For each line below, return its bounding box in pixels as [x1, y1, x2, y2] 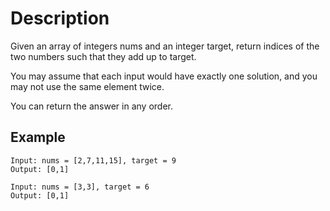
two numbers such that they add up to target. [10, 50, 197, 62]
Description [10, 7, 110, 30]
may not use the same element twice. [10, 80, 165, 92]
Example [10, 129, 66, 146]
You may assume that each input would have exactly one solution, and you [10, 70, 318, 82]
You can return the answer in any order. [10, 100, 173, 112]
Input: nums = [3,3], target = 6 [10, 182, 150, 192]
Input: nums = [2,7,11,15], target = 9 [10, 155, 177, 166]
